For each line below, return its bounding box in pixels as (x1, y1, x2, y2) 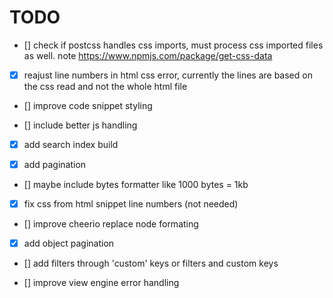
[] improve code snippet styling (23, 100, 153, 111)
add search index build (23, 139, 119, 150)
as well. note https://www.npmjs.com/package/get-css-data (23, 49, 273, 61)
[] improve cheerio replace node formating (23, 218, 199, 230)
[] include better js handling (23, 119, 138, 131)
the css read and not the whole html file (23, 81, 188, 92)
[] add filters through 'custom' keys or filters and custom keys (23, 257, 279, 270)
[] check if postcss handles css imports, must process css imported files (23, 39, 324, 51)
